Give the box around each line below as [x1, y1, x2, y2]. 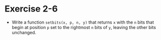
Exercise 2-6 [4, 3, 58, 14]
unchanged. [11, 29, 36, 35]
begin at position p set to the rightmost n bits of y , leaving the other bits [11, 24, 156, 30]
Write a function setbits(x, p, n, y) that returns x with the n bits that [11, 19, 154, 25]
